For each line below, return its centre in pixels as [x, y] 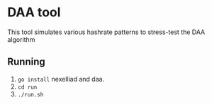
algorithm [21, 39]
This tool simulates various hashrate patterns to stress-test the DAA [106, 32]
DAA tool [34, 12]
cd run [27, 87]
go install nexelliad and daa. [61, 79]
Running [27, 62]
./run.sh [30, 94]
